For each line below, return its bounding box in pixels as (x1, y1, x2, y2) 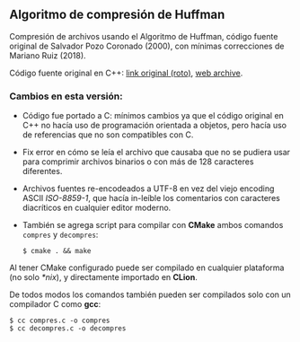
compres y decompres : (22, 229, 99, 241)
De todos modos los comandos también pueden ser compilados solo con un (9, 289, 292, 300)
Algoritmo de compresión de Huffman (9, 7, 225, 22)
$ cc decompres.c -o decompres (9, 324, 127, 333)
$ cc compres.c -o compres (9, 316, 110, 326)
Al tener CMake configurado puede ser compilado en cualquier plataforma (9, 262, 285, 273)
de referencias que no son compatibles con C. (22, 129, 194, 140)
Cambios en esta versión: (9, 90, 123, 102)
